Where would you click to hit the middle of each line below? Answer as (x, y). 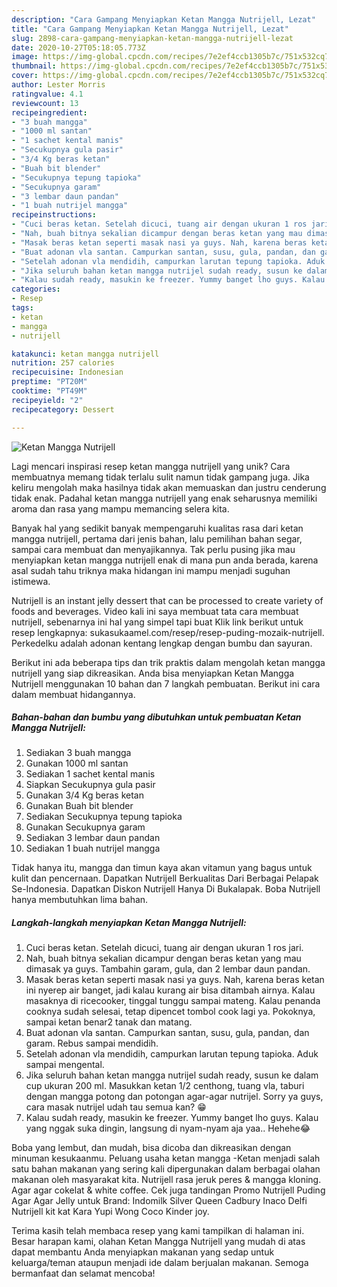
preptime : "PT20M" (49, 382)
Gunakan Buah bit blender (79, 806)
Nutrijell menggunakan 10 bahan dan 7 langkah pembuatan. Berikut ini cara (166, 683)
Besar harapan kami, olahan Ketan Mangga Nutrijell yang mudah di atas (158, 1242)
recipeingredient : (49, 112)
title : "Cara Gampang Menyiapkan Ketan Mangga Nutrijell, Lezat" (150, 29)
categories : (36, 289)
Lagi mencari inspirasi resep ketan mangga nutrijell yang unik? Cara (151, 466)
